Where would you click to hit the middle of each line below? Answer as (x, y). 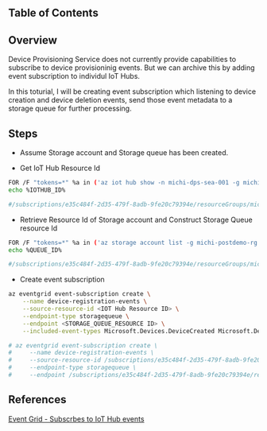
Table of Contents (54, 13)
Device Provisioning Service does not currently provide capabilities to (122, 60)
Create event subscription (62, 280)
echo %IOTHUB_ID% (37, 190)
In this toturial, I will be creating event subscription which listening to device (132, 91)
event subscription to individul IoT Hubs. (74, 76)
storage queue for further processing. (70, 109)
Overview (33, 40)
